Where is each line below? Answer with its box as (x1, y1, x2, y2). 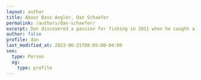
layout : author (6, 8, 45, 15)
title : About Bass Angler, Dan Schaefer (6, 14, 110, 20)
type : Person (11, 54, 45, 60)
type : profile (17, 64, 52, 71)
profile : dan (6, 37, 39, 43)
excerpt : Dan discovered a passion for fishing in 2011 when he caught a (6, 25, 196, 32)
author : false (6, 31, 42, 37)
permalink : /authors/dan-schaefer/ (6, 20, 96, 26)
